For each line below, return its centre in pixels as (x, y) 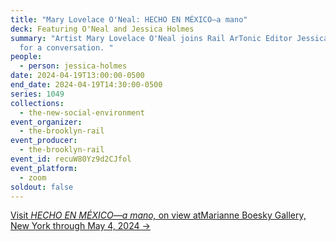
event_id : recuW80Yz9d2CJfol (71, 159)
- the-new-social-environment (82, 112)
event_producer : (44, 141)
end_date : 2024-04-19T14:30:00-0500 (86, 85)
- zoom (33, 177)
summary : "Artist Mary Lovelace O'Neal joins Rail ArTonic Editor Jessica (169, 38)
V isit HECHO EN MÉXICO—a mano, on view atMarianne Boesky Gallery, (158, 215)
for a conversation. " (66, 47)
